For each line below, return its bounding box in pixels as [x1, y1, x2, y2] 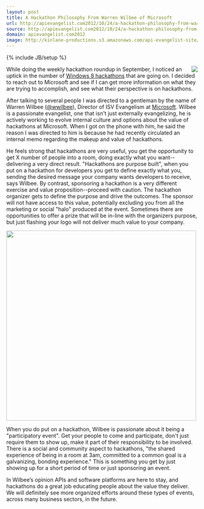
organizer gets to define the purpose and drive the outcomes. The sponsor [6, 193, 194, 199]
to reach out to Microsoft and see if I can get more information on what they [6, 78, 196, 86]
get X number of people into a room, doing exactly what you [6, 154, 157, 161]
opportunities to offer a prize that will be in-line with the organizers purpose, [6, 212, 197, 219]
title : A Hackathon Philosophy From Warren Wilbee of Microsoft [6, 15, 172, 21]
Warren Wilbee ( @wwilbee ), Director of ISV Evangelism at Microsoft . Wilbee [6, 103, 196, 110]
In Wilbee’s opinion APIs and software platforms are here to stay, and [6, 476, 178, 483]
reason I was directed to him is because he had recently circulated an [6, 129, 180, 136]
